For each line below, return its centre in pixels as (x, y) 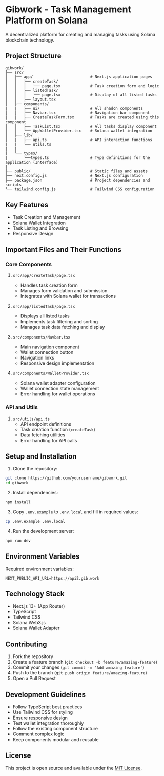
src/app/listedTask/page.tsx (44, 307)
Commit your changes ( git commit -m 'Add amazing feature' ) (78, 667)
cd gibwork (17, 483)
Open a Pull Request (34, 679)
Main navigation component (50, 347)
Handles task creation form (49, 285)
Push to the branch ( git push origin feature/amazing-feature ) (80, 673)
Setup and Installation (41, 456)
